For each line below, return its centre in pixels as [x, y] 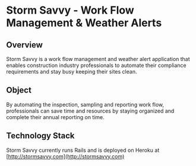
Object [19, 90]
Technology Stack [40, 136]
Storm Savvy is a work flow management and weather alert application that [98, 59]
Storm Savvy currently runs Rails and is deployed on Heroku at [83, 150]
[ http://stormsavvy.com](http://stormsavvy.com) [65, 156]
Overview [25, 45]
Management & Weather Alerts [84, 23]
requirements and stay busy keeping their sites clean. [72, 71]
